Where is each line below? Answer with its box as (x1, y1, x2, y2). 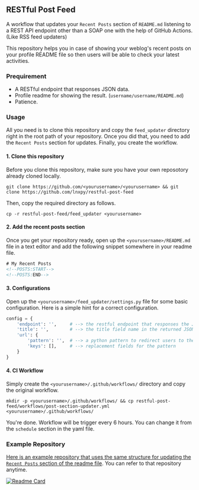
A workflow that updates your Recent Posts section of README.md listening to (6, 20, 191, 27)
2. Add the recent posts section (6, 223, 85, 230)
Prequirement (6, 72, 47, 80)
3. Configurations (6, 284, 50, 292)
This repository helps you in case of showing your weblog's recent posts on (6, 45, 191, 52)
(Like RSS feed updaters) (6, 33, 68, 40)
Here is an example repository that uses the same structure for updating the (6, 454, 191, 461)
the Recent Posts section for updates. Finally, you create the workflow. (6, 139, 178, 146)
